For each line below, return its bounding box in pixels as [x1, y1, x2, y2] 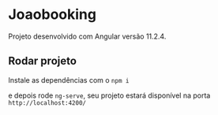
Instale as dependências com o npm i [8, 75, 130, 84]
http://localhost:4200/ [8, 98, 87, 107]
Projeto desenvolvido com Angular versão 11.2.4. [8, 32, 167, 41]
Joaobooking [8, 6, 97, 24]
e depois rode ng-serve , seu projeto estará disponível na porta [8, 91, 211, 100]
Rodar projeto [8, 54, 77, 68]
